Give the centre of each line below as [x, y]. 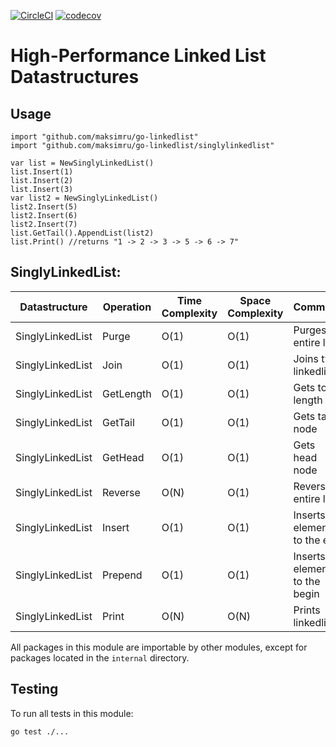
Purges [310, 330]
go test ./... [40, 731]
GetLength [126, 393]
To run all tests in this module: [72, 713]
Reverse [121, 492]
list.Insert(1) [42, 172]
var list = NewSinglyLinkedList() [82, 163]
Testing [34, 689]
